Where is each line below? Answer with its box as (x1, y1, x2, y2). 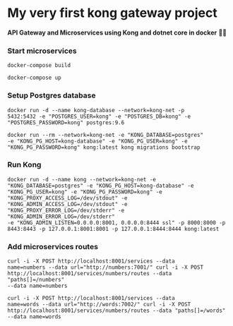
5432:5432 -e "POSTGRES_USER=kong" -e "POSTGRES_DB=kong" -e (7, 113, 191, 120)
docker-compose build (7, 62, 71, 69)
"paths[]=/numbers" (7, 277, 65, 284)
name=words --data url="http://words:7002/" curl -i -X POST (7, 301, 191, 308)
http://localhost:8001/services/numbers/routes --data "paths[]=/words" (7, 307, 226, 315)
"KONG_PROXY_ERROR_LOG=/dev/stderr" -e (7, 207, 125, 214)
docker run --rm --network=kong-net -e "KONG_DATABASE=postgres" (7, 131, 203, 138)
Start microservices (7, 46, 78, 56)
